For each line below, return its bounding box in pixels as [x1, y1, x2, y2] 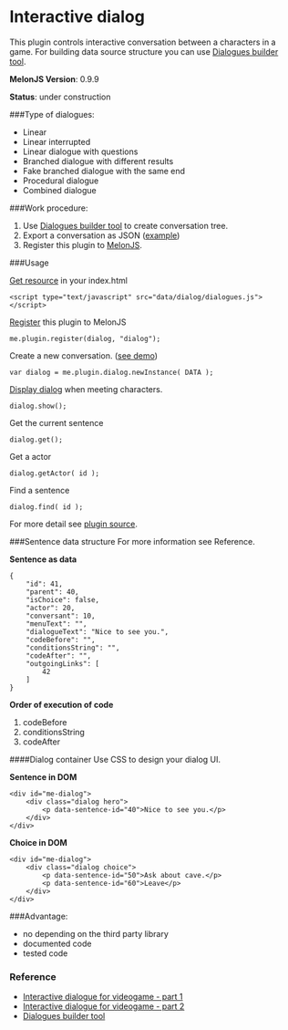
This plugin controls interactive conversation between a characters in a [9, 36, 276, 47]
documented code [22, 938, 92, 949]
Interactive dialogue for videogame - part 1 [22, 992, 184, 1003]
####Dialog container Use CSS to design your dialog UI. [9, 754, 221, 765]
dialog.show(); [9, 401, 67, 411]
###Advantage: [9, 910, 68, 921]
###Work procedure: [9, 203, 88, 213]
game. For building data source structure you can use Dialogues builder [9, 46, 279, 57]
